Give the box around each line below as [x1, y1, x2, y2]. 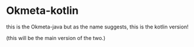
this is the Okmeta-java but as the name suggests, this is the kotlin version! [6, 23, 189, 30]
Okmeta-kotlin [6, 4, 79, 17]
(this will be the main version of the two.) [6, 34, 106, 41]
